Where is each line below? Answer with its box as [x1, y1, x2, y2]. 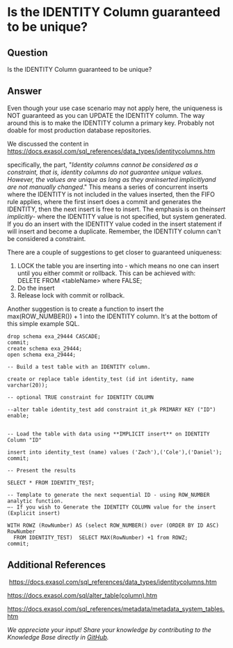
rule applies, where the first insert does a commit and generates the [7, 197, 202, 206]
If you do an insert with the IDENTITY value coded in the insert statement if [7, 219, 223, 228]
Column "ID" [7, 436, 42, 443]
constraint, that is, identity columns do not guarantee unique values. [7, 168, 204, 176]
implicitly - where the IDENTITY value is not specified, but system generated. [7, 212, 227, 220]
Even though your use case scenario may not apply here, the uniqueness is [7, 104, 223, 112]
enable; [7, 412, 30, 419]
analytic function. [7, 497, 64, 504]
